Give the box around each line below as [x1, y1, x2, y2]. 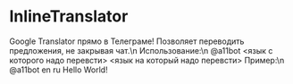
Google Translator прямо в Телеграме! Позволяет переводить [9, 36, 245, 46]
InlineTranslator [9, 6, 129, 27]
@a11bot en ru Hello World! [9, 64, 109, 75]
